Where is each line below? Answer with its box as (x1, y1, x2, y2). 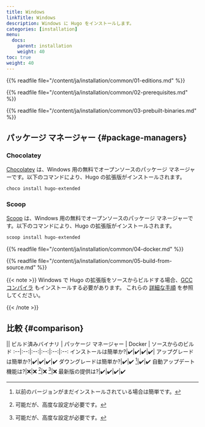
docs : (12, 37, 26, 43)
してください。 (6, 292, 44, 299)
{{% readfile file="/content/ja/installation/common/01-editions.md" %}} (6, 77, 185, 84)
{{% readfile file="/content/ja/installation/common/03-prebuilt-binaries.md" (6, 107, 197, 114)
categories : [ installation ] (6, 26, 78, 32)
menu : (6, 32, 20, 38)
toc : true (6, 54, 32, 60)
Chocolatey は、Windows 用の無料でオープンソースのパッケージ (6, 166, 168, 173)
